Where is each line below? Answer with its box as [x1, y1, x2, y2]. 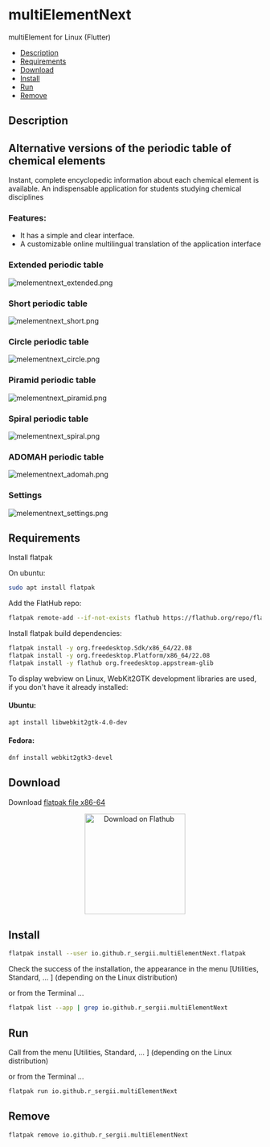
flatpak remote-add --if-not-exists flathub [8, 614, 160, 622]
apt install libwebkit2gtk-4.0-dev [8, 718, 128, 726]
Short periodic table [8, 298, 88, 309]
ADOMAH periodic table [8, 451, 104, 462]
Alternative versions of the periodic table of [8, 141, 231, 155]
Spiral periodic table [8, 413, 89, 424]
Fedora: [8, 736, 35, 745]
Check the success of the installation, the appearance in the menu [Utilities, [8, 964, 259, 974]
